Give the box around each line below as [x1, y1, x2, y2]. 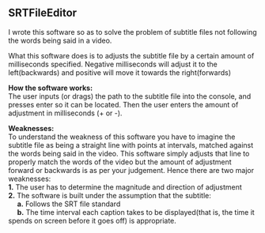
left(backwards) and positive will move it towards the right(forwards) [8, 67, 232, 77]
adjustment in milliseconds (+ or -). [8, 108, 123, 118]
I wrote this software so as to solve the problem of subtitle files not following [8, 27, 257, 36]
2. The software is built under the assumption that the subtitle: [8, 190, 212, 200]
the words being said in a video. [8, 36, 112, 45]
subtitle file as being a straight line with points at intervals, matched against [8, 140, 254, 149]
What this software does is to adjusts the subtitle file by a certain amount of [8, 51, 255, 60]
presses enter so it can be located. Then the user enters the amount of [8, 100, 239, 109]
